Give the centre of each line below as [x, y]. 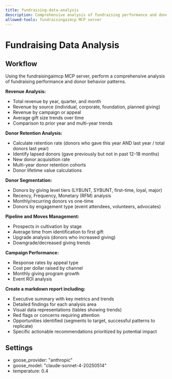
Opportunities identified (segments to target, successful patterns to [84, 321]
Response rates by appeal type [45, 263]
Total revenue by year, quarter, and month [57, 102]
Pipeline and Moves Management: [42, 216]
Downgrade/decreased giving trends [51, 243]
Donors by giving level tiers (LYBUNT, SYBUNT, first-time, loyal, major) [87, 190]
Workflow [21, 64]
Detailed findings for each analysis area [55, 304]
